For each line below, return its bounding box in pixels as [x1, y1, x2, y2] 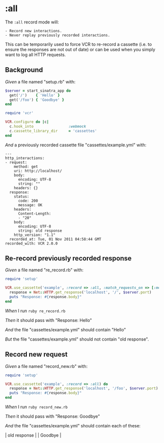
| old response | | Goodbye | [5, 432, 61, 438]
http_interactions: [5, 156, 45, 161]
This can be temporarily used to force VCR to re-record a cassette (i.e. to [5, 41, 152, 47]
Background [5, 66, 43, 74]
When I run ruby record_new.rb [5, 404, 68, 410]
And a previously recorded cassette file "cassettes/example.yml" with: [5, 142, 146, 148]
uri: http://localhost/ [14, 168, 62, 173]
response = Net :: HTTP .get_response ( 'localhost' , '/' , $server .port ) [9, 290, 152, 295]
